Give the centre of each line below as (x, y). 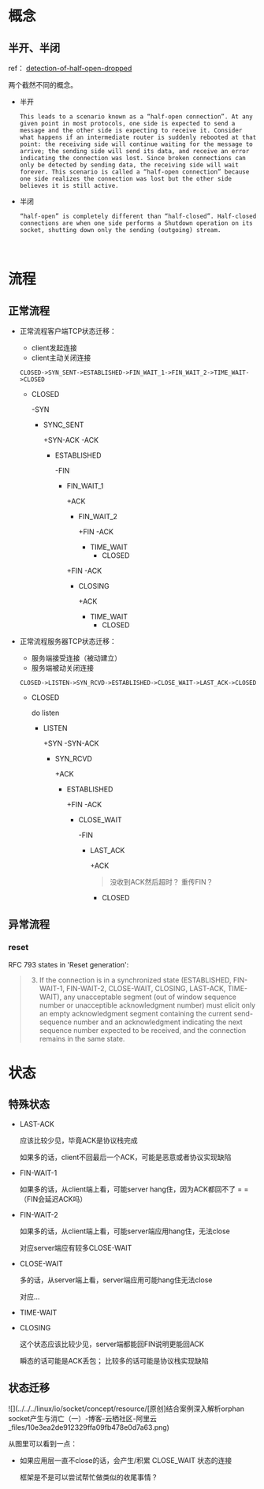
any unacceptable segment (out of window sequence (150, 997)
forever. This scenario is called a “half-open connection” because (134, 172)
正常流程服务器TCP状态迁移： (68, 641)
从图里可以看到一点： (43, 1443)
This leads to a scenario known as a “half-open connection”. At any (136, 117)
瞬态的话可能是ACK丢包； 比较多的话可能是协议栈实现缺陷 (114, 1360)
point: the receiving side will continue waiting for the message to (136, 144)
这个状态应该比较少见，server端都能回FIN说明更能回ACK (112, 1344)
